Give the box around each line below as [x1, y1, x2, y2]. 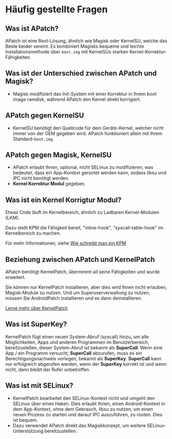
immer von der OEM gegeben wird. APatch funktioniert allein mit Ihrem [12, 130, 163, 136]
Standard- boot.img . [12, 135, 54, 142]
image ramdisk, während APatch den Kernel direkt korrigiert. [12, 96, 141, 102]
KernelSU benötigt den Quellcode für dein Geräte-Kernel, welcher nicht [12, 125, 164, 131]
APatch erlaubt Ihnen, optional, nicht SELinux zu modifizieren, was [12, 164, 154, 170]
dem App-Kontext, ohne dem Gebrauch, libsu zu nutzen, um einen [12, 406, 153, 412]
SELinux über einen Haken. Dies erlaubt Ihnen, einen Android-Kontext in [12, 400, 165, 407]
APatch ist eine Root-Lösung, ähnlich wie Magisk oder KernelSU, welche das [5, 38, 167, 44]
